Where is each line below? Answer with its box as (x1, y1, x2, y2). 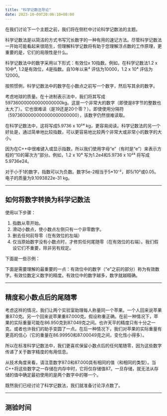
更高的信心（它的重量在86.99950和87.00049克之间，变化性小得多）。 (5, 332, 147, 338)
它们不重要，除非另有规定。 (16, 245, 74, 251)
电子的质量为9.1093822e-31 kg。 (5, 175, 73, 181)
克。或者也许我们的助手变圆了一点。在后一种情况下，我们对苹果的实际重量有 (5, 326, 162, 332)
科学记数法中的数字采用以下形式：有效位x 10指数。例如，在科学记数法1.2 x (5, 60, 158, 66)
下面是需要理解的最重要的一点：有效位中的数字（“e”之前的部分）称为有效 (5, 266, 156, 272)
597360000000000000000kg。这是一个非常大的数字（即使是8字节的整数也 (5, 100, 162, 105)
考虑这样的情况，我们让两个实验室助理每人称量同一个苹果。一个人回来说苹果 (5, 307, 162, 313)
